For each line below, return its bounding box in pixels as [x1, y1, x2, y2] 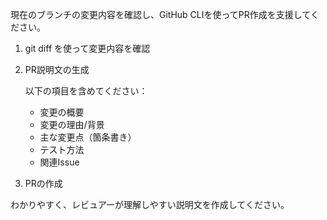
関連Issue [39, 156, 80, 168]
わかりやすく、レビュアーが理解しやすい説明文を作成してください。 [10, 199, 290, 210]
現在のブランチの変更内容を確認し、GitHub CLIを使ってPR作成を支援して [10, 9, 311, 20]
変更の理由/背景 [39, 119, 105, 130]
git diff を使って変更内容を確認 [24, 43, 151, 54]
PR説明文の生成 [24, 64, 90, 75]
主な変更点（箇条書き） [39, 131, 137, 143]
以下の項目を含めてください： [24, 85, 148, 97]
